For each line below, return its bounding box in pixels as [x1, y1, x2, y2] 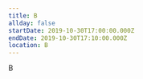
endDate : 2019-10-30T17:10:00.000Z [8, 34, 128, 42]
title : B [8, 11, 38, 20]
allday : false [8, 19, 56, 27]
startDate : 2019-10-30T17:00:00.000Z [8, 26, 135, 34]
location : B [8, 41, 48, 49]
